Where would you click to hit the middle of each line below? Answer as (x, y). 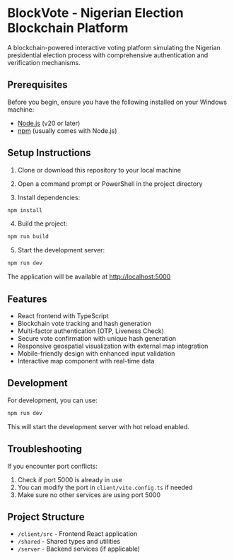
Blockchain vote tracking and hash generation (84, 323)
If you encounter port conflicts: (52, 466)
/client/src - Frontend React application (77, 534)
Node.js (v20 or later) (49, 123)
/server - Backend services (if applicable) (78, 549)
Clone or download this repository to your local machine (99, 170)
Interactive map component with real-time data (86, 361)
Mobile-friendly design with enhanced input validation (96, 354)
